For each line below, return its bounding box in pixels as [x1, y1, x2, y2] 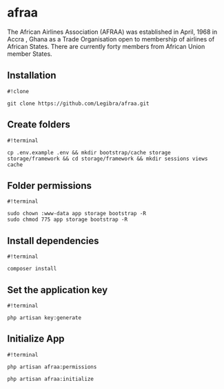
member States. [7, 50, 53, 58]
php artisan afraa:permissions [7, 363, 97, 370]
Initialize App [7, 333, 65, 345]
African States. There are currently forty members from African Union [7, 42, 205, 50]
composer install [7, 266, 57, 272]
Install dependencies [7, 235, 99, 246]
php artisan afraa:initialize [7, 375, 94, 382]
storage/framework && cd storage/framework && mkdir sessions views [7, 155, 208, 162]
